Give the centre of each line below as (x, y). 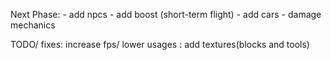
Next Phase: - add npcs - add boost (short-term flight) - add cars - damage (166, 14)
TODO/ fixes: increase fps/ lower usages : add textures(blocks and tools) (160, 44)
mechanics (33, 25)
